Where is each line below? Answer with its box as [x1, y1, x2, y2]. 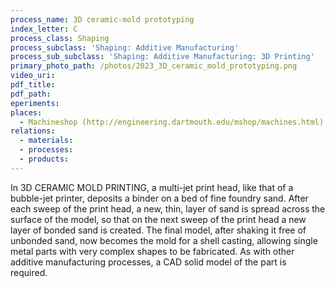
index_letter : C [10, 24, 78, 34]
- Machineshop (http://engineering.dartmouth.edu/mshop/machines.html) [19, 117, 325, 127]
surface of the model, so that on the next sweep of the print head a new [10, 213, 307, 225]
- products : [19, 154, 70, 164]
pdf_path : [10, 89, 52, 99]
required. [10, 266, 48, 278]
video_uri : [10, 71, 56, 81]
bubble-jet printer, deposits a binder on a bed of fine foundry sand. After [10, 192, 309, 204]
